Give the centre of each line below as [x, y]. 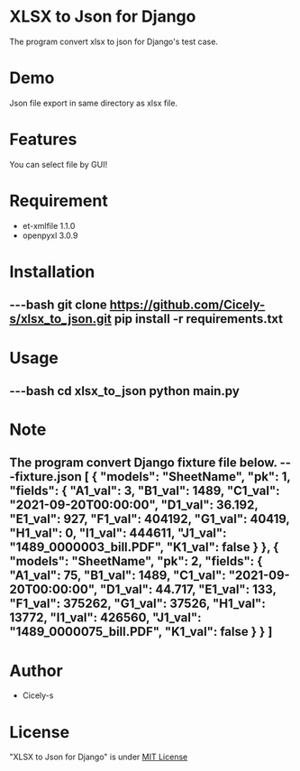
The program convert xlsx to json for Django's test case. [114, 41]
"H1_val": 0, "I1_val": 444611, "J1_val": [118, 533]
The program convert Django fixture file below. [143, 463]
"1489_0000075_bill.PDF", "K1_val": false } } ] [141, 632]
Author [36, 670]
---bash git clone [59, 305]
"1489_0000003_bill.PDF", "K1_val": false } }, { [144, 547]
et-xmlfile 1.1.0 [49, 225]
